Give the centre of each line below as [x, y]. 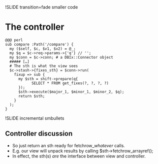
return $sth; [32, 96]
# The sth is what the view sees [44, 66]
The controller [35, 27]
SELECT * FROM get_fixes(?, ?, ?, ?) [70, 83]
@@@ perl [14, 40]
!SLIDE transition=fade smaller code [42, 7]
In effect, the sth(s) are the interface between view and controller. [79, 156]
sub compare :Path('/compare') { [39, 44]
